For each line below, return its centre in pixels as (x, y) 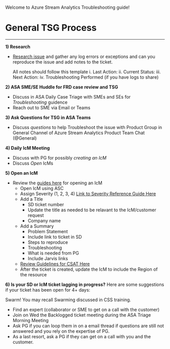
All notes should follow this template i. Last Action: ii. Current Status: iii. (87, 72)
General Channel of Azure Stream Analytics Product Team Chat (79, 133)
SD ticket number (46, 204)
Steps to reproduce (48, 242)
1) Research (18, 46)
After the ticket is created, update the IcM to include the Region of (89, 269)
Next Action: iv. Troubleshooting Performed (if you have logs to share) (86, 77)
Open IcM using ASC (42, 188)
